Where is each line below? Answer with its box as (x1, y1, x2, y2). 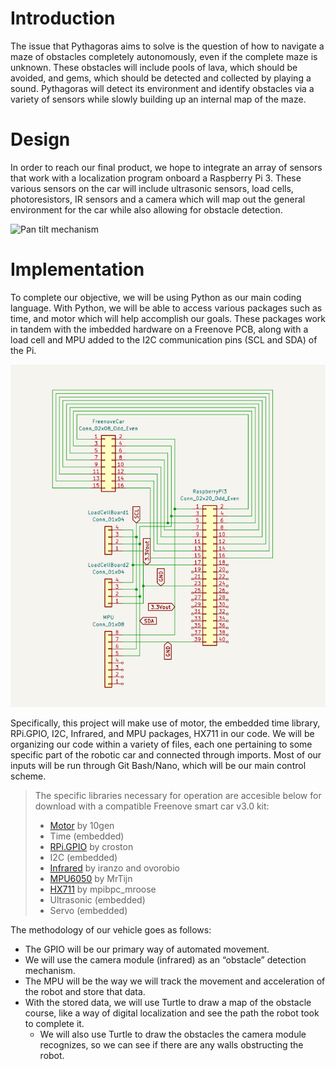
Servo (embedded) (49, 904, 128, 916)
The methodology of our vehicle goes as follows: (10, 923, 212, 936)
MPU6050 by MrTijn (49, 872, 133, 884)
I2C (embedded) (49, 851, 118, 863)
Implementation (10, 258, 145, 281)
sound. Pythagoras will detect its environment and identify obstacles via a (10, 82, 315, 94)
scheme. (10, 770, 47, 782)
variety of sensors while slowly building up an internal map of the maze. (10, 93, 307, 105)
